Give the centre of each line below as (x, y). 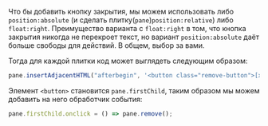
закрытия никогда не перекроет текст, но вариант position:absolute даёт (134, 37)
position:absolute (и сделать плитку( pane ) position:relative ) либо (121, 20)
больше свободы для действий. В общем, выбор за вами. (106, 45)
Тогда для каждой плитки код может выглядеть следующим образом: (128, 61)
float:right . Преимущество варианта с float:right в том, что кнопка (127, 28)
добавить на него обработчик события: (75, 99)
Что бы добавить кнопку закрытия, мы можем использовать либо (121, 12)
